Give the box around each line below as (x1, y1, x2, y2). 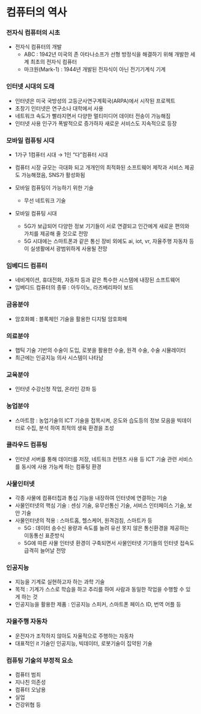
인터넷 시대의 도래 (6, 82, 55, 91)
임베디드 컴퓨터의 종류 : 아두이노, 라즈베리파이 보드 (14, 284, 134, 291)
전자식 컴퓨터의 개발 (14, 43, 62, 51)
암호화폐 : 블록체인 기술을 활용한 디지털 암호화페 (14, 315, 127, 322)
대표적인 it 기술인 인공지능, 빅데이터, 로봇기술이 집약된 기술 (14, 639, 153, 647)
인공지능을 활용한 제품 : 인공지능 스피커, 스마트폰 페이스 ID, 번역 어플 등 (14, 601, 181, 608)
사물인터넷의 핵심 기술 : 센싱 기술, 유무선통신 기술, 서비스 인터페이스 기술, (14, 502, 186, 509)
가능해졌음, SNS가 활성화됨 (21, 171, 85, 179)
